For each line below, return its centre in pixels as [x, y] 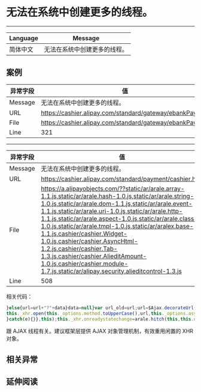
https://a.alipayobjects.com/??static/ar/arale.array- [113, 188]
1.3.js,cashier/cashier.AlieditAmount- [94, 256]
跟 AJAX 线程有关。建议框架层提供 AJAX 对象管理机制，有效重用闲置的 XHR [100, 331]
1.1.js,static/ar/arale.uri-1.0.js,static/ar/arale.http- [112, 211]
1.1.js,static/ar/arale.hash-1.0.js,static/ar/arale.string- [118, 196]
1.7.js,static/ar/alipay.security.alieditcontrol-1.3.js [112, 271]
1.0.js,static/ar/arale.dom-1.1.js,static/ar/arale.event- [117, 204]
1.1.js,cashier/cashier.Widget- [84, 234]
